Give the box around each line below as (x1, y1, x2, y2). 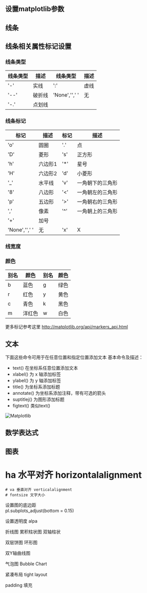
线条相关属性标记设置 (5, 42, 71, 51)
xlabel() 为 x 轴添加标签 (12, 371, 61, 377)
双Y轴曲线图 (5, 550, 31, 556)
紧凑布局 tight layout (5, 571, 48, 577)
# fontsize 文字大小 (5, 492, 45, 497)
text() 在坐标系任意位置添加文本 (12, 365, 78, 371)
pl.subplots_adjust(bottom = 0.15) (5, 507, 75, 514)
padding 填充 (5, 582, 33, 588)
